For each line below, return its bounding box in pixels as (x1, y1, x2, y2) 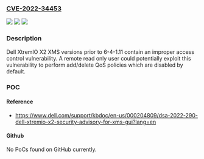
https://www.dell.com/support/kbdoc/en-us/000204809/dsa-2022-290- (15, 111, 198, 119)
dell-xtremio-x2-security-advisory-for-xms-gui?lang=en (15, 118, 157, 125)
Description (6, 34, 42, 43)
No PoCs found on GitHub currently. (6, 146, 97, 153)
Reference (6, 98, 33, 105)
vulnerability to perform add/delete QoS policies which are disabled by (6, 61, 184, 68)
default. (6, 67, 26, 75)
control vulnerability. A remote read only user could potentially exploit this (6, 54, 191, 62)
